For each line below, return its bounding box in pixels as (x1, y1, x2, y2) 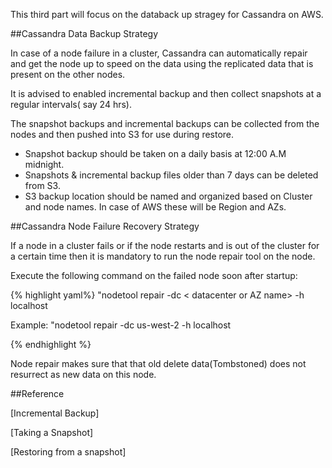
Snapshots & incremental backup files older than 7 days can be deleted (24, 169, 319, 181)
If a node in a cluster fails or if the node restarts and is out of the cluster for (10, 240, 320, 251)
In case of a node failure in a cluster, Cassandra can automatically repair (10, 47, 308, 59)
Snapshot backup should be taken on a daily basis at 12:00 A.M (24, 148, 287, 159)
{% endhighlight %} (10, 339, 92, 350)
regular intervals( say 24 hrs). (10, 99, 132, 110)
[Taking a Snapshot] (10, 427, 94, 438)
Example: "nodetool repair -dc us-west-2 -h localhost (10, 319, 232, 331)
